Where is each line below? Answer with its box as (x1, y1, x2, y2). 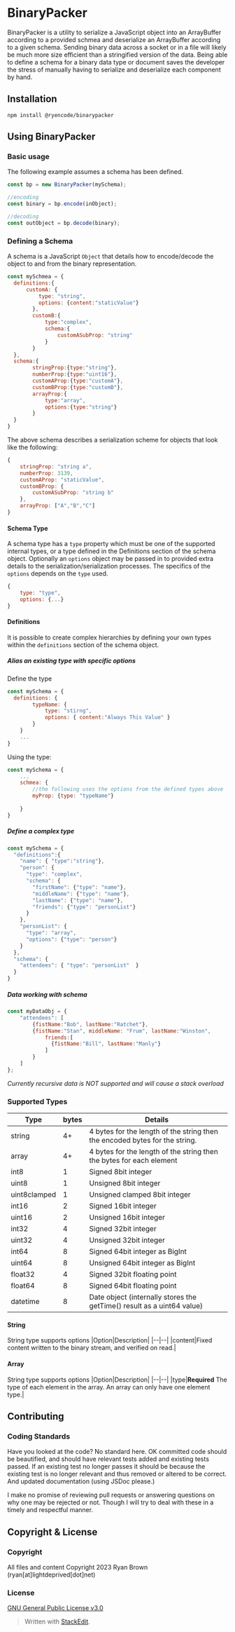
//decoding (7, 213, 39, 220)
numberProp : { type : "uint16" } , (32, 371, 117, 378)
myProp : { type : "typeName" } (32, 792, 114, 800)
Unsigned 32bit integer (89, 1235, 166, 1245)
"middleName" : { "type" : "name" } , (32, 890, 130, 897)
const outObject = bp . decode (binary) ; (7, 219, 120, 226)
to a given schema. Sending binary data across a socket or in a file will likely (7, 43, 227, 51)
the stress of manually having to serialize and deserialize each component (7, 65, 222, 74)
